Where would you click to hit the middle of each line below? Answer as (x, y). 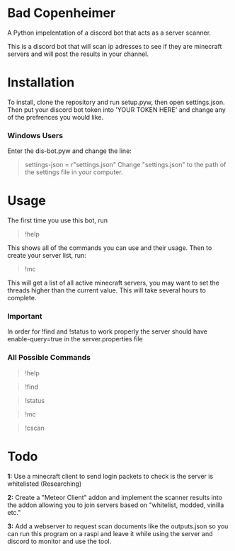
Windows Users (35, 135)
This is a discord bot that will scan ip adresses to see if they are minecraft (115, 46)
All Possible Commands (49, 358)
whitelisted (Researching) (45, 484)
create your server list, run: (47, 256)
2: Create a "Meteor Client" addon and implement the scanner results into (115, 497)
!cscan (34, 428)
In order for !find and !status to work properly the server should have (107, 331)
